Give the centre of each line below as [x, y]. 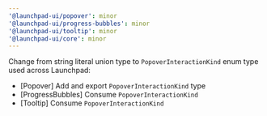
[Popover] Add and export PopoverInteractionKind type [113, 86]
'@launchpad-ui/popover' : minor [63, 16]
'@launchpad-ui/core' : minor [57, 39]
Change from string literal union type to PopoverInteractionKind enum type [133, 62]
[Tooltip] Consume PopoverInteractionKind [92, 103]
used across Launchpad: [50, 71]
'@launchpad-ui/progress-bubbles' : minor [79, 24]
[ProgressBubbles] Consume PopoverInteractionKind [109, 95]
